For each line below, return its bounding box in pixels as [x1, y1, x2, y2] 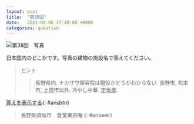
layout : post [6, 8, 38, 15]
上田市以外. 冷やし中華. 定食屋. [43, 86, 118, 94]
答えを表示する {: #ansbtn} [6, 99, 69, 106]
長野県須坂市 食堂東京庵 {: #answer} [20, 112, 113, 119]
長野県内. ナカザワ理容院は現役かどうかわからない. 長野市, [35, 79, 177, 86]
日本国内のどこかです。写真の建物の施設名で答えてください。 [6, 54, 155, 62]
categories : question [6, 25, 59, 31]
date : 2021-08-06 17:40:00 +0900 [6, 19, 93, 25]
